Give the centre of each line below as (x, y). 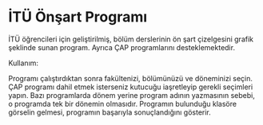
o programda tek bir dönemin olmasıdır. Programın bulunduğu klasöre (123, 104)
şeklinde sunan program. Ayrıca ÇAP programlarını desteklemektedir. (122, 47)
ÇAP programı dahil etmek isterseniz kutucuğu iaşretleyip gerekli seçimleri (131, 87)
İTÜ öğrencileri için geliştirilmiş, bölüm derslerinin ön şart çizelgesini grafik (131, 39)
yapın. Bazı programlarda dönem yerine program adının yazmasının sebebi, (132, 95)
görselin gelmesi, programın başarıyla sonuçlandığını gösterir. (110, 112)
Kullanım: (23, 63)
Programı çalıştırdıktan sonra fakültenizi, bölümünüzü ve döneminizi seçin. (131, 78)
